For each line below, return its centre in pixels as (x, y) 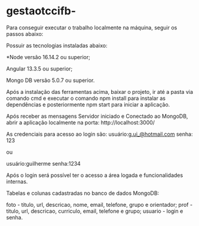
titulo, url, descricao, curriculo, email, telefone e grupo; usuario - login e (95, 211)
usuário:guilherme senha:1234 (43, 163)
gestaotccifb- (41, 11)
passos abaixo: (25, 33)
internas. (17, 181)
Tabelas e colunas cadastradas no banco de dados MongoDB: (83, 193)
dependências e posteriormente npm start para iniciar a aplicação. (88, 104)
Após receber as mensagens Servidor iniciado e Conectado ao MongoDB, (97, 116)
